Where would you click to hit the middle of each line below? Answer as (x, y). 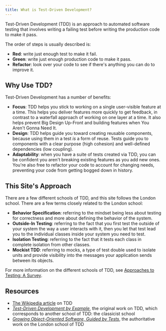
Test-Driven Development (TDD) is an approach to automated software (78, 24)
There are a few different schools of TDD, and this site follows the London (81, 198)
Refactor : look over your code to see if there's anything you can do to (83, 64)
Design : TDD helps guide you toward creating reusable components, (82, 133)
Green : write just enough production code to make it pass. (72, 59)
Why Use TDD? (29, 85)
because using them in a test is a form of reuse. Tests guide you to (80, 139)
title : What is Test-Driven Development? (49, 10)
